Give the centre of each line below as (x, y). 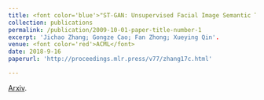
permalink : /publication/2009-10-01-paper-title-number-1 (105, 30)
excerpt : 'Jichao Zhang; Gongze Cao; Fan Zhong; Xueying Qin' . (114, 37)
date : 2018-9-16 (35, 52)
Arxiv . (18, 87)
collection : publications (50, 23)
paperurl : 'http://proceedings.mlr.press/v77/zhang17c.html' (110, 59)
